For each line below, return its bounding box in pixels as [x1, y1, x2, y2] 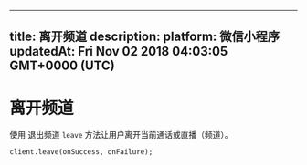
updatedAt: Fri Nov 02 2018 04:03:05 [9, 44, 228, 59]
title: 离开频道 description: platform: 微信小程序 [9, 29, 281, 45]
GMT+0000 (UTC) [9, 58, 116, 74]
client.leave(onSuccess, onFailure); [9, 148, 153, 157]
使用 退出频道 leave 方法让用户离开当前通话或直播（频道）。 [9, 129, 233, 140]
